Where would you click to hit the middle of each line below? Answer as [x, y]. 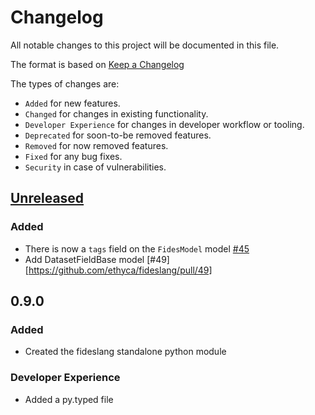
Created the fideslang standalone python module [125, 352]
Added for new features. [72, 103]
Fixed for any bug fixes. [73, 156]
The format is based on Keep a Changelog [97, 64]
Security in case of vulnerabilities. [95, 167]
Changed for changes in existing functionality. [116, 113]
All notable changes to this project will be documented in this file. [145, 45]
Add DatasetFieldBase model [84, 259]
